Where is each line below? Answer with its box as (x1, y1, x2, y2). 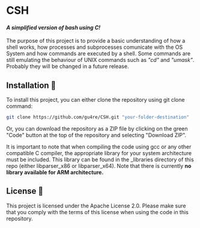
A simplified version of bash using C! (6, 23, 101, 31)
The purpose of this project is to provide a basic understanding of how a (6, 37, 186, 45)
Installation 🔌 (6, 80, 56, 90)
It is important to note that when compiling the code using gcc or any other (6, 143, 192, 150)
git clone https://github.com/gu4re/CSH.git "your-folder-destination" (6, 114, 189, 120)
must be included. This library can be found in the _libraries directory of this (6, 156, 194, 163)
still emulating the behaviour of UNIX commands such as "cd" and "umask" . (6, 57, 195, 64)
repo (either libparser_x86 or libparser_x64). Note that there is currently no (6, 162, 192, 170)
